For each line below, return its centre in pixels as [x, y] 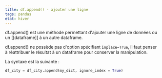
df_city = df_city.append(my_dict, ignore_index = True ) [64, 71]
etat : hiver [17, 19]
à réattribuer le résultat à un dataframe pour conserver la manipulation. [76, 52]
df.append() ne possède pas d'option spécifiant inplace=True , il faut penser [81, 47]
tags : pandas [18, 14]
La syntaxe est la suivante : [32, 62]
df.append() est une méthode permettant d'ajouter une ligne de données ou [81, 33]
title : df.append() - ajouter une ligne [47, 10]
